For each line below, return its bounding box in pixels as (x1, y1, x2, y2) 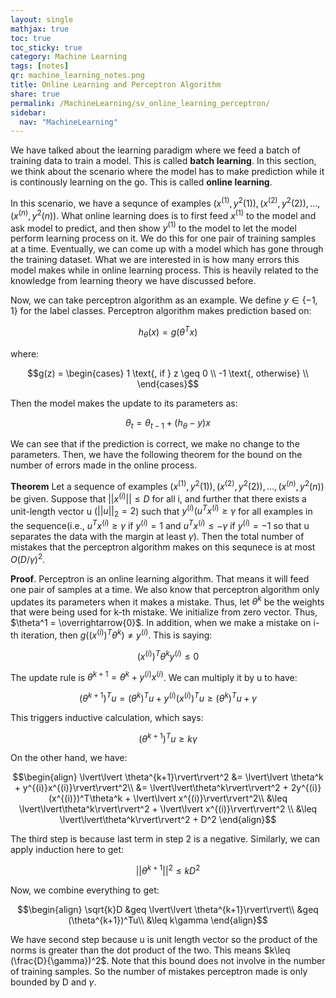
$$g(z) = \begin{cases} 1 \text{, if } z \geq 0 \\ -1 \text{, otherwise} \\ (27, 367, 309, 379)
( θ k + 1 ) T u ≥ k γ (138, 731, 198, 745)
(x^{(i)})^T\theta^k (48, 792, 123, 805)
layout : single (10, 14, 74, 25)
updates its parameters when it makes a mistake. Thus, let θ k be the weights (10, 594, 325, 608)
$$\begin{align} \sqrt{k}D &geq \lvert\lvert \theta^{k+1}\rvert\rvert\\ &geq (17, 904, 319, 916)
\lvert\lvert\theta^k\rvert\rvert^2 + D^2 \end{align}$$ (59, 814, 277, 826)
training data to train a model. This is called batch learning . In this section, (10, 155, 317, 167)
